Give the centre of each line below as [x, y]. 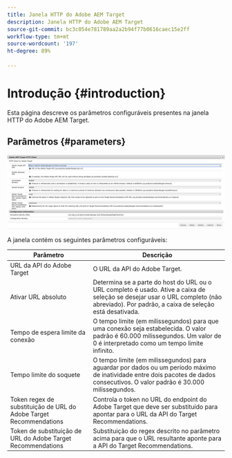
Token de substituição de [46, 431]
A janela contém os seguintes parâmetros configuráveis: [87, 239]
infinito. [104, 351]
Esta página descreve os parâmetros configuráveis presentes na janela [108, 112]
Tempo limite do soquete [45, 375]
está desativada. [116, 311]
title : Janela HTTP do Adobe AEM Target [66, 15]
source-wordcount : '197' [43, 44]
